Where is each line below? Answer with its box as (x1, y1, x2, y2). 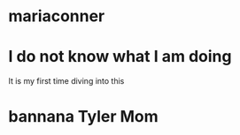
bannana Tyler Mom (8, 107, 159, 127)
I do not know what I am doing (8, 47, 232, 67)
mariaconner (8, 6, 105, 26)
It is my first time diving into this (8, 76, 125, 86)
